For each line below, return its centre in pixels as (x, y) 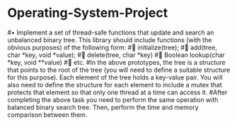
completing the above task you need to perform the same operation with (113, 99)
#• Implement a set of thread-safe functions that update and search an (111, 32)
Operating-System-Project (88, 13)
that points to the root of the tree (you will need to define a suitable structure (119, 70)
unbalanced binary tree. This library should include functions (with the (110, 39)
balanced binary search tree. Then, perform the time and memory (103, 107)
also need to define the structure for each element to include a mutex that (115, 84)
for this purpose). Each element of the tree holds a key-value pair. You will (115, 77)
